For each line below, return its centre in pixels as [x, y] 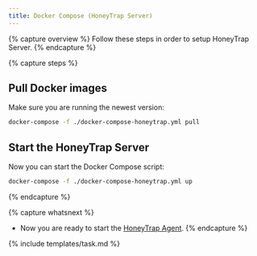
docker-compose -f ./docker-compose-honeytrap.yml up [101, 182]
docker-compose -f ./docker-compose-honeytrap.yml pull [104, 122]
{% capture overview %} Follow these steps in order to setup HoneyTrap [129, 39]
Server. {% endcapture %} [52, 47]
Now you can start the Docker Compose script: [87, 167]
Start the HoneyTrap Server [79, 147]
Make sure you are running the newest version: [87, 107]
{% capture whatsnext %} [51, 213]
